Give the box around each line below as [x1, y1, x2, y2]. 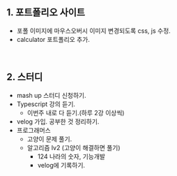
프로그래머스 [16, 126, 52, 134]
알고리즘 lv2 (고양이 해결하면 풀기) [26, 143, 121, 152]
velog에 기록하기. [37, 161, 85, 169]
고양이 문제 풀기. [26, 135, 72, 143]
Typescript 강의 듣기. [16, 100, 76, 108]
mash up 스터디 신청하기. [16, 91, 86, 99]
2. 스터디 [6, 71, 43, 83]
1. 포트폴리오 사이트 [6, 6, 85, 19]
